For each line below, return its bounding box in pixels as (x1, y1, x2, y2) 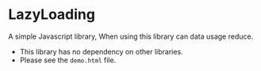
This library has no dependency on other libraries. (19, 47, 184, 56)
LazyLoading (8, 6, 95, 24)
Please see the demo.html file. (19, 55, 117, 65)
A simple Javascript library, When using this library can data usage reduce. (8, 32, 254, 41)
